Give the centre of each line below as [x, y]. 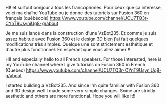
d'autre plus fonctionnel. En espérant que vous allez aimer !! [68, 49]
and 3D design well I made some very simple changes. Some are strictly [80, 91]
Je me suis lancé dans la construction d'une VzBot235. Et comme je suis [81, 33]
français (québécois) [27, 18]
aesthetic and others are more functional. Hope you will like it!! [70, 96]
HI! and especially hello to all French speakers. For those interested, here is [83, 59]
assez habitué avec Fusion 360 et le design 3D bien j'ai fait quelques [77, 39]
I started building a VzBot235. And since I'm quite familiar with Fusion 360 [82, 85]
